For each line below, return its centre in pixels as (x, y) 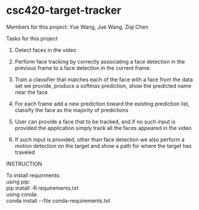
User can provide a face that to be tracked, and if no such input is (95, 121)
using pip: (18, 181)
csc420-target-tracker (64, 10)
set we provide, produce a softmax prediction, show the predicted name (103, 86)
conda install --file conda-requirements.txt (59, 200)
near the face (31, 92)
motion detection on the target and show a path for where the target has (103, 146)
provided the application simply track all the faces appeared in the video (103, 128)
